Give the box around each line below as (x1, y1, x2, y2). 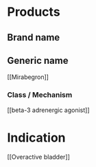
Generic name (7, 54, 69, 66)
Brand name (7, 32, 60, 43)
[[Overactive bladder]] (7, 153, 71, 161)
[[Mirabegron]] (7, 73, 49, 81)
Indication (7, 130, 66, 145)
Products (7, 4, 60, 20)
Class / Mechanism (7, 90, 73, 100)
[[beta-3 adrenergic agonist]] (7, 106, 91, 114)
